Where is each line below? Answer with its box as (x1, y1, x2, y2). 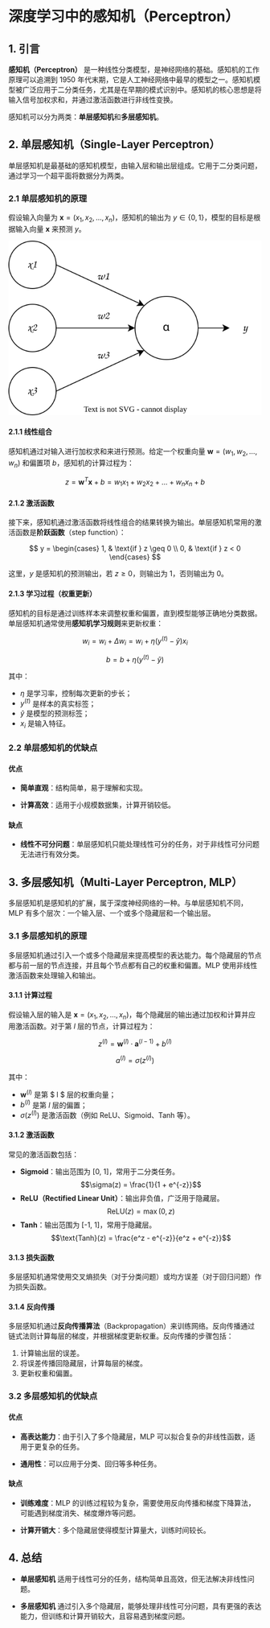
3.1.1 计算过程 (8, 991, 52, 1000)
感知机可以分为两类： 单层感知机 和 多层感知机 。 (8, 112, 163, 122)
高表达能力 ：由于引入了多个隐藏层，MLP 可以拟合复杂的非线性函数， (19, 1432, 249, 1441)
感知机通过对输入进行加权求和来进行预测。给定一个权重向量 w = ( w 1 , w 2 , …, (8, 447, 258, 458)
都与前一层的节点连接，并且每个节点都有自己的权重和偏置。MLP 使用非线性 (8, 960, 258, 970)
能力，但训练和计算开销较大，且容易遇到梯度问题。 (19, 1611, 190, 1621)
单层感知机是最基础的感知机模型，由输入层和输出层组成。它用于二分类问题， (8, 160, 262, 170)
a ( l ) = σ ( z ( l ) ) (115, 1054, 155, 1065)
